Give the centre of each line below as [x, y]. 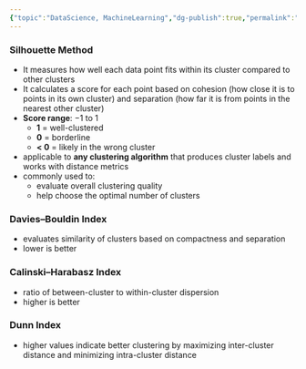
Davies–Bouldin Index [58, 219]
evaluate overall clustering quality [99, 185]
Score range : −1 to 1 [60, 118]
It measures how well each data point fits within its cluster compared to [156, 69]
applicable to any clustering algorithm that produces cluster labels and [157, 157]
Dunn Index [36, 325]
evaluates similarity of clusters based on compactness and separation [154, 239]
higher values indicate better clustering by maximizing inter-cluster [148, 345]
